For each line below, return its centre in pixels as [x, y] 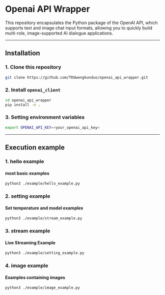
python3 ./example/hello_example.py [42, 184]
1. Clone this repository [33, 67]
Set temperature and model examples [44, 208]
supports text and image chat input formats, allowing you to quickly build [79, 28]
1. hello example [25, 162]
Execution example [35, 148]
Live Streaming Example [30, 242]
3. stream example [28, 231]
